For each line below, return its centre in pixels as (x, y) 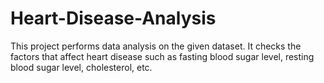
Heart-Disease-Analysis (113, 18)
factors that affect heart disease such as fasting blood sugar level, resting (162, 56)
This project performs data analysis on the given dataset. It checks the (156, 46)
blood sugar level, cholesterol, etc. (81, 67)
